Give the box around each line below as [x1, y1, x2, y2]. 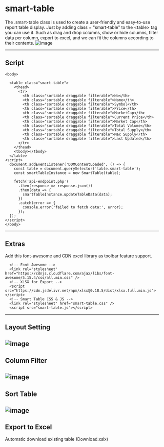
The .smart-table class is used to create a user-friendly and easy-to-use [5, 19, 150, 25]
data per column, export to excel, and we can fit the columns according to [5, 35, 154, 41]
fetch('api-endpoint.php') [14, 179, 69, 184]
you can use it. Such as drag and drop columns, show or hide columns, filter [5, 29, 159, 35]
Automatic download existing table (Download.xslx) [5, 436, 108, 442]
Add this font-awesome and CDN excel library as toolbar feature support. [5, 253, 152, 259]
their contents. [5, 40, 35, 46]
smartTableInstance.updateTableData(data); [22, 192, 112, 197]
